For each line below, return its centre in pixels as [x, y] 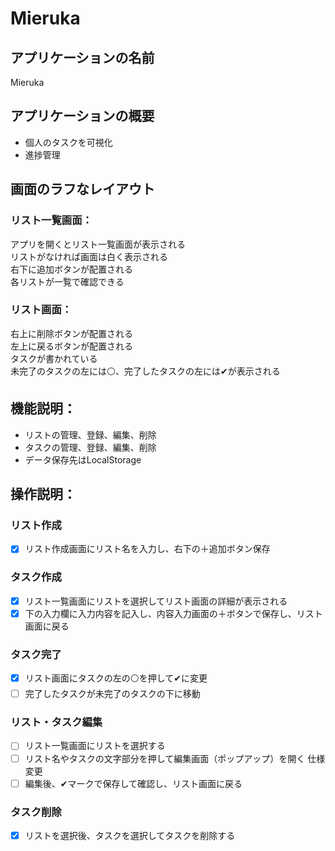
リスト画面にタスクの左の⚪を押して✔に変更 [116, 678]
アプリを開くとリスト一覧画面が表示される [98, 244]
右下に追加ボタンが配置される [71, 269]
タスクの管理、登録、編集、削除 [90, 447]
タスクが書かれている [54, 358]
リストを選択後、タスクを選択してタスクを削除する [130, 835]
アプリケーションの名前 [82, 57]
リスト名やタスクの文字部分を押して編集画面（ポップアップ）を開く [165, 758]
